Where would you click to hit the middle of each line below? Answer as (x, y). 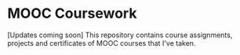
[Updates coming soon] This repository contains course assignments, (120, 35)
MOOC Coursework (72, 14)
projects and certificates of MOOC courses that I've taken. (102, 43)
